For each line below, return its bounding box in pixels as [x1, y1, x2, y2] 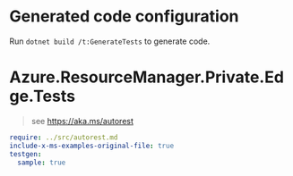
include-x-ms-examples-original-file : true [9, 141, 175, 150]
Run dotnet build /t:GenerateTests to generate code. [9, 36, 211, 46]
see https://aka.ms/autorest [30, 115, 134, 126]
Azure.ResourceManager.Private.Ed [9, 67, 285, 88]
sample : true [17, 158, 66, 167]
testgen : [9, 149, 42, 158]
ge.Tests [9, 87, 76, 106]
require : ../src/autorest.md [9, 132, 118, 142]
